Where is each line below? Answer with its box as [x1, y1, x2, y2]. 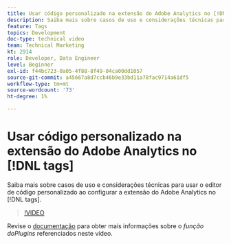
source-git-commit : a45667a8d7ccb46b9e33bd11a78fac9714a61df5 [7, 74, 189, 81]
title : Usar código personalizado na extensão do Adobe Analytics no [7, 10, 211, 17]
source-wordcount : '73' [7, 87, 76, 93]
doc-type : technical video [7, 36, 85, 43]
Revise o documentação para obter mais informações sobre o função [7, 221, 204, 230]
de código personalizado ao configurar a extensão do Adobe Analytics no [7, 188, 217, 196]
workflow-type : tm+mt [7, 80, 69, 87]
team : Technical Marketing [7, 42, 85, 49]
